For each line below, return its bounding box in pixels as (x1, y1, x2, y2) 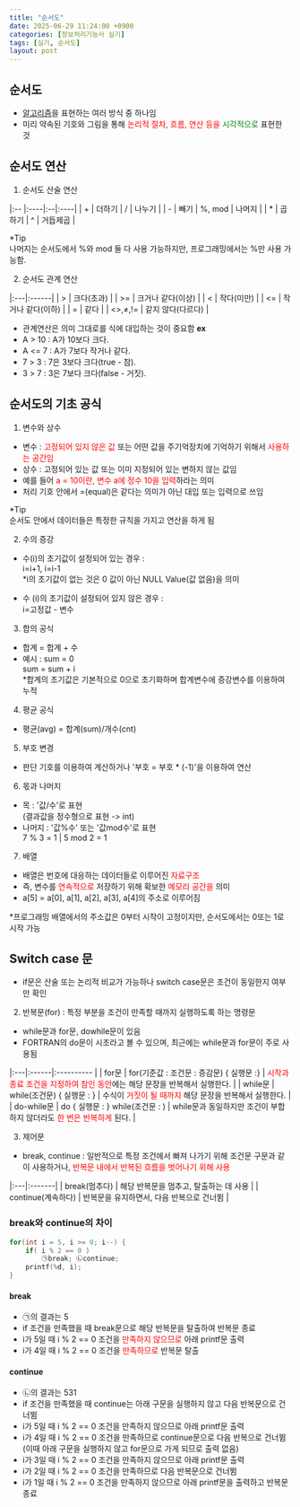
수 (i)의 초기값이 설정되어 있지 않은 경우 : (21, 592, 164, 603)
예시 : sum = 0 (21, 653, 74, 664)
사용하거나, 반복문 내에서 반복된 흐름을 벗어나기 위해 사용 (31, 1161, 231, 1172)
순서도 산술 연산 (21, 184, 78, 195)
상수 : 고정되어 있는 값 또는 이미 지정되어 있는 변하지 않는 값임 (21, 463, 237, 474)
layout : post (9, 47, 58, 56)
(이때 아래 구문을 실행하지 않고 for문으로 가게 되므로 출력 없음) (21, 1443, 239, 1454)
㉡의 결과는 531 (21, 1388, 77, 1398)
